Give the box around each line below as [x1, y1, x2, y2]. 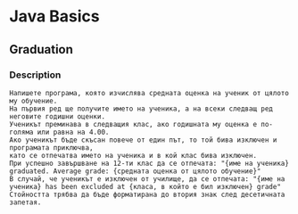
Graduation [9, 42, 74, 57]
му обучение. [9, 96, 58, 105]
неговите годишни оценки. [9, 111, 105, 121]
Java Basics [9, 6, 100, 27]
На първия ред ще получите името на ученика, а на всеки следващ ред [9, 104, 274, 113]
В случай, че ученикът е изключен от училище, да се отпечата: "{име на [9, 174, 286, 184]
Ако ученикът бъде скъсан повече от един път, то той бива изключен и [9, 136, 277, 144]
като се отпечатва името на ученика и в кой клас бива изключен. [9, 151, 257, 160]
